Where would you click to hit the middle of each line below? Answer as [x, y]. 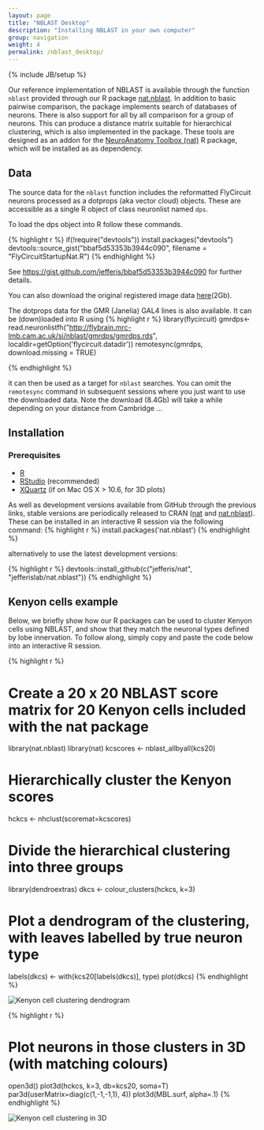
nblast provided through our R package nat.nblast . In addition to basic [122, 98]
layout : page [30, 15]
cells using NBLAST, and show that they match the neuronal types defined [129, 629]
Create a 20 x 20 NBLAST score [113, 693]
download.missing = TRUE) [52, 352]
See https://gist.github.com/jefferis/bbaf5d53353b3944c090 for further [125, 271]
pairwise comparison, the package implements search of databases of [123, 106]
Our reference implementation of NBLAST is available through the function [129, 90]
